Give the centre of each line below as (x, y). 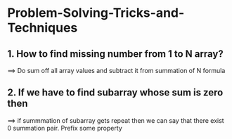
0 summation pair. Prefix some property (65, 128)
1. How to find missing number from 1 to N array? (115, 54)
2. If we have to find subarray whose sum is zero (115, 93)
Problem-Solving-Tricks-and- (96, 13)
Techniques (43, 28)
